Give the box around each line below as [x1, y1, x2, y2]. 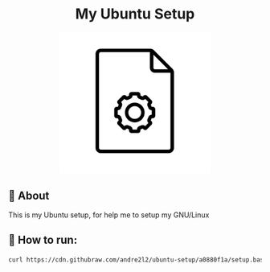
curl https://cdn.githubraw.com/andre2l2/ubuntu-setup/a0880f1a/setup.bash [8, 255, 268, 264]
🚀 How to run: [8, 233, 78, 247]
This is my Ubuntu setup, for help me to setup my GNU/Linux [8, 210, 210, 220]
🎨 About [8, 188, 50, 202]
